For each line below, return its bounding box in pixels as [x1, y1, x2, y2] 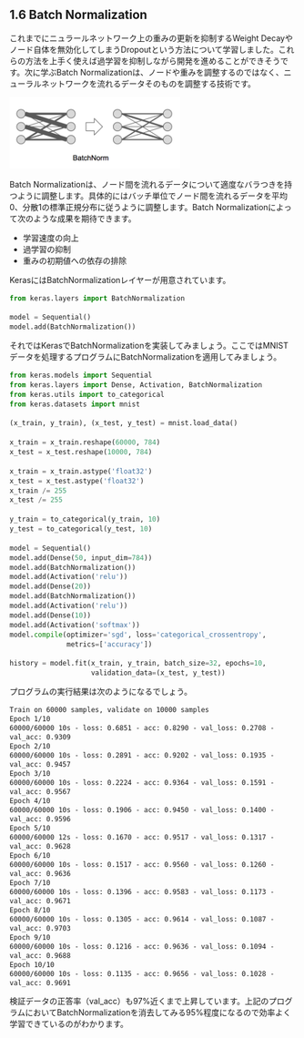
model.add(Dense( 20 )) [9, 582, 92, 591]
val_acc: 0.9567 [9, 788, 71, 797]
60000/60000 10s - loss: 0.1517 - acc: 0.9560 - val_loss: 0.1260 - [9, 860, 275, 870]
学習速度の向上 [22, 232, 79, 243]
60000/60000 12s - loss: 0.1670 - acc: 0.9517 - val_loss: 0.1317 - [9, 833, 275, 842]
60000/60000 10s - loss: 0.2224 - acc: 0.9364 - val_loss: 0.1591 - [9, 778, 275, 788]
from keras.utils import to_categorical [9, 390, 166, 399]
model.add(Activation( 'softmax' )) [9, 620, 141, 629]
